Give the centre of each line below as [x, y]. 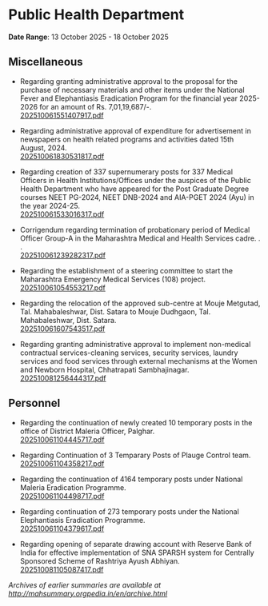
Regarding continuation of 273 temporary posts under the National [130, 511]
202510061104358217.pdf [62, 463]
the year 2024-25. [50, 205]
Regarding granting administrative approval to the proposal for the [129, 81]
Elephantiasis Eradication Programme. [82, 520]
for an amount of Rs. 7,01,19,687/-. [96, 106]
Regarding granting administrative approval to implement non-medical [135, 344]
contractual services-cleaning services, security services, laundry [129, 353]
